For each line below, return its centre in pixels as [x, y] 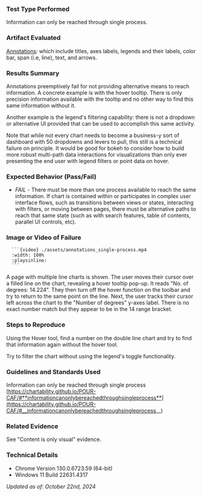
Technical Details [32, 455]
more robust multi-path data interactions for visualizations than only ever [97, 154]
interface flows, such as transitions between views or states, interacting [104, 203]
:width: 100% [28, 256]
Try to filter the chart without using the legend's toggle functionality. [91, 356]
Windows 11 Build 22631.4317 [52, 475]
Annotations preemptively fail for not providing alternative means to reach [98, 86]
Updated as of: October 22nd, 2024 [51, 486]
